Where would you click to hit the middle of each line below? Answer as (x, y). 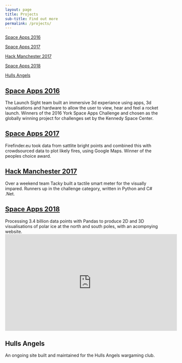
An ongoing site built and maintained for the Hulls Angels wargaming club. (80, 355)
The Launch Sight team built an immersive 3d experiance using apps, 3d (78, 103)
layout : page (18, 10)
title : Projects (22, 14)
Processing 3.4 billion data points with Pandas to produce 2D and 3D (75, 221)
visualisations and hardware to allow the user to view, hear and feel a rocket (82, 108)
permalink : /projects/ (28, 23)
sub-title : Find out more (31, 19)
